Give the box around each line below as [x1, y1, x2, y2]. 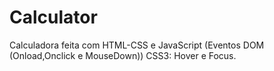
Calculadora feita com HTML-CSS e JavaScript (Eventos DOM [9, 39, 265, 51]
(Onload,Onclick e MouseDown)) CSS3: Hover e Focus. [9, 49, 237, 61]
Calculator [9, 6, 98, 29]
